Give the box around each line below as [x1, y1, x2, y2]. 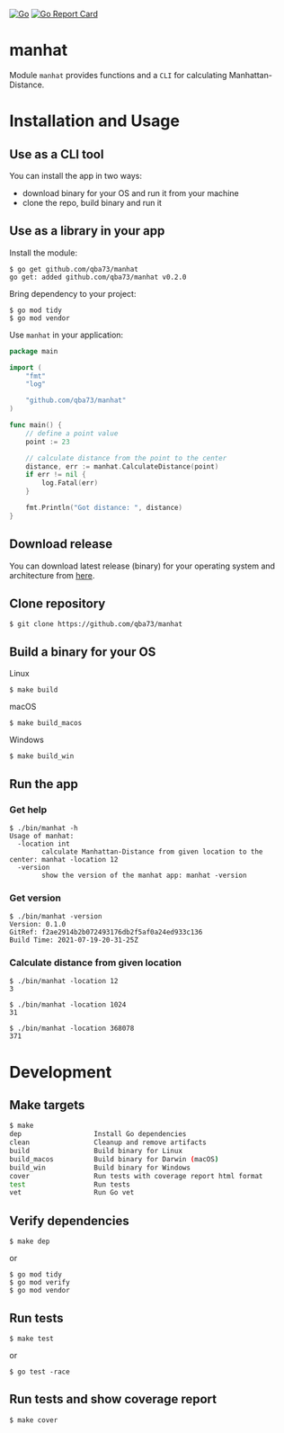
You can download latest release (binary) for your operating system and [9, 560, 276, 571]
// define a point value [25, 428, 119, 438]
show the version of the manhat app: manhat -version [41, 871, 247, 880]
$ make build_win [9, 752, 75, 761]
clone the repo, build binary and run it [22, 197, 162, 208]
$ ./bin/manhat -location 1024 [9, 1000, 127, 1009]
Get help [9, 803, 48, 816]
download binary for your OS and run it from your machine [22, 187, 240, 198]
